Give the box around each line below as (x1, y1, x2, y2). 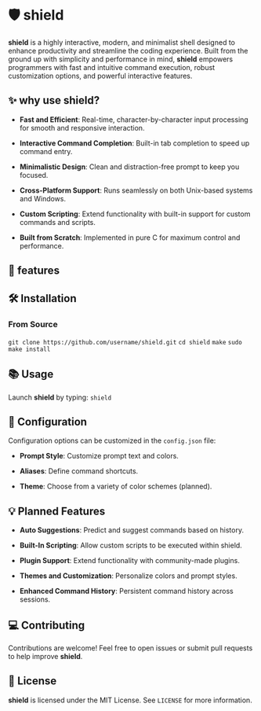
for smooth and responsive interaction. (19, 123, 145, 132)
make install (8, 345, 51, 353)
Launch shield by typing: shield (8, 392, 112, 402)
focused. (19, 170, 49, 179)
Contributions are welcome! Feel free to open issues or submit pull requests (8, 643, 253, 653)
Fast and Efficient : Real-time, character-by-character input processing (19, 115, 248, 124)
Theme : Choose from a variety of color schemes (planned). (19, 481, 212, 492)
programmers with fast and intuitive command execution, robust (8, 62, 216, 72)
